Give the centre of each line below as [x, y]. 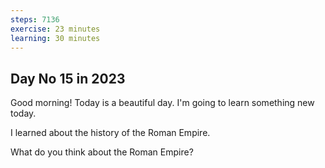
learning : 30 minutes [55, 38]
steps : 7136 [35, 19]
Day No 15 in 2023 [68, 78]
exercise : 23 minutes [55, 29]
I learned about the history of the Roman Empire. [110, 133]
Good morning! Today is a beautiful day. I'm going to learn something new [162, 103]
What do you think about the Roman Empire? [102, 152]
